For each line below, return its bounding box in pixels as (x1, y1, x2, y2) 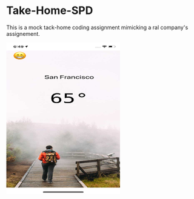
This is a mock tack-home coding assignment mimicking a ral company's (6, 24, 189, 31)
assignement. (6, 30, 41, 37)
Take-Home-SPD (6, 4, 93, 18)
